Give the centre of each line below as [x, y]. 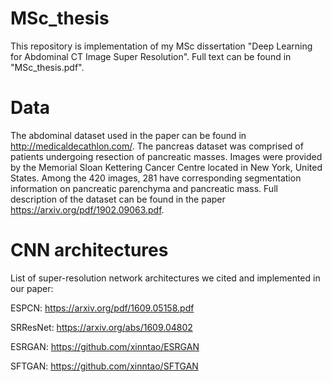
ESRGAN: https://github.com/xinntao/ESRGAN [105, 346]
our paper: [32, 288]
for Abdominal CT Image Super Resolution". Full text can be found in [151, 56]
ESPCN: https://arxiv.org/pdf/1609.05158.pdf [102, 308]
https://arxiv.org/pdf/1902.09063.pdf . [87, 209]
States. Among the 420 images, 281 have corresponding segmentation [156, 178]
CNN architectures [89, 250]
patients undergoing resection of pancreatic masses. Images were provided [166, 156]
